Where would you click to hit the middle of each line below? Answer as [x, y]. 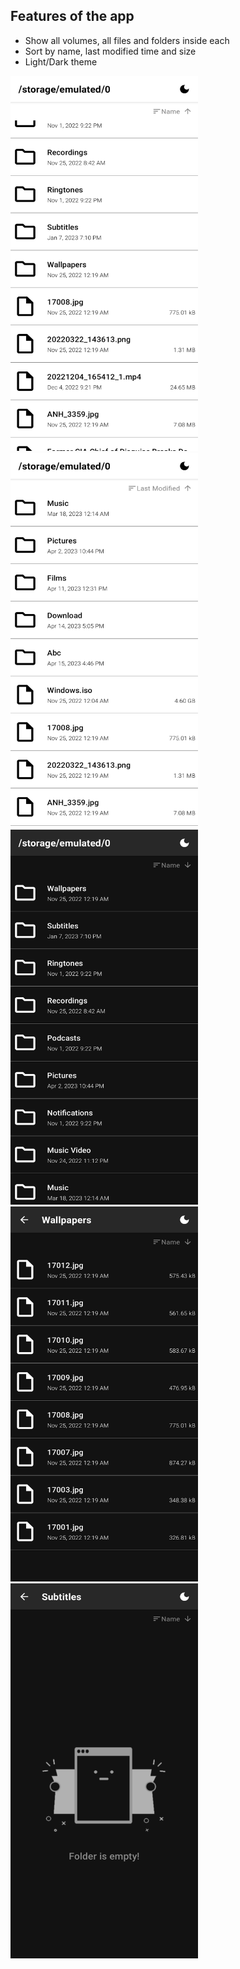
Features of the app [72, 16]
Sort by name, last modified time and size [110, 51]
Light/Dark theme [61, 61]
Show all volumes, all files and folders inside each [127, 40]
